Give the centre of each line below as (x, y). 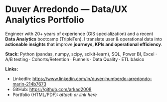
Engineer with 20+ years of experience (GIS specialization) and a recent (79, 33)
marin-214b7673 (29, 84)
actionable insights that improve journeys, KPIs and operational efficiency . (84, 44)
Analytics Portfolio (45, 20)
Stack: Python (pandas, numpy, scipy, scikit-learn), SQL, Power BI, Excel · (81, 54)
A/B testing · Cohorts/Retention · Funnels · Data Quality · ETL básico (75, 59)
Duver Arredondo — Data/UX (67, 9)
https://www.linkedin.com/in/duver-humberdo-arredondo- (92, 78)
